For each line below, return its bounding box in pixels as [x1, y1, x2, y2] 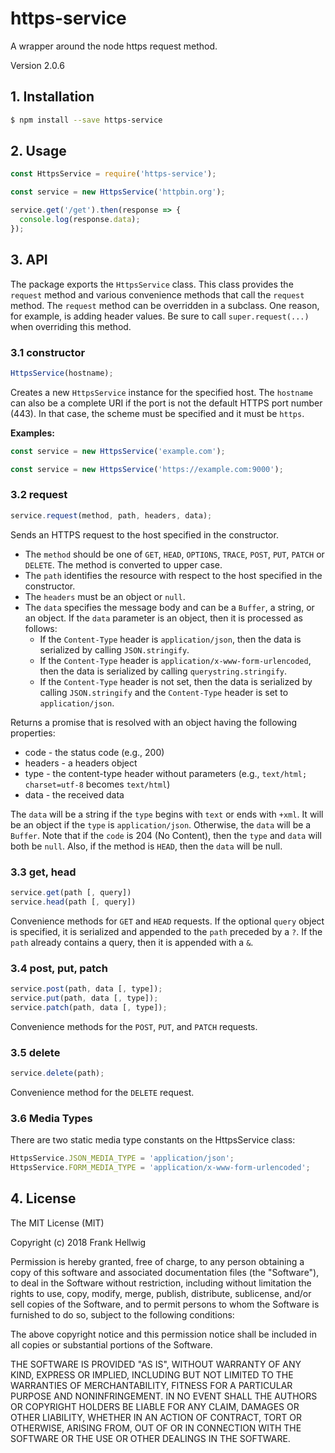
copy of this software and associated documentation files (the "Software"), [10, 1266, 320, 1278]
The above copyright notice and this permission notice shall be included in [10, 1328, 317, 1340]
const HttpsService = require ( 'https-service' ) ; [10, 169, 217, 179]
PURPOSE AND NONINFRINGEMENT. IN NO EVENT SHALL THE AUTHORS [10, 1390, 318, 1402]
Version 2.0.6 [10, 59, 65, 71]
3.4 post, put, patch [10, 961, 108, 975]
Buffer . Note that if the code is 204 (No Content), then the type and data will [10, 829, 322, 841]
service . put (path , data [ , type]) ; [10, 993, 159, 1003]
